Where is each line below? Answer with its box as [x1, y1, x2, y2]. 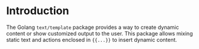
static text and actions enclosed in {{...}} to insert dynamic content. [6, 36, 177, 43]
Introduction [6, 4, 70, 18]
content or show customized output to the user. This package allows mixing [6, 30, 193, 37]
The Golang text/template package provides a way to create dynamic [6, 24, 179, 31]
